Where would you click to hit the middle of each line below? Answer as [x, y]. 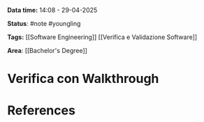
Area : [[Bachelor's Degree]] [47, 51]
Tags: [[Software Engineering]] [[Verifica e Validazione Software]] [102, 37]
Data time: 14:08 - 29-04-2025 [52, 10]
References [41, 110]
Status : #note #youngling [44, 23]
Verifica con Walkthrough [83, 79]
